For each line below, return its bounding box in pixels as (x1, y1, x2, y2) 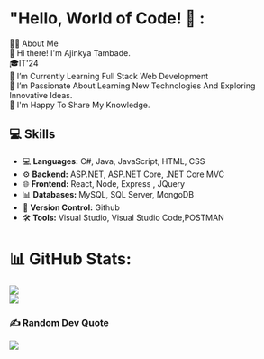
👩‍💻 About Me (9, 38, 59, 49)
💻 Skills (9, 126, 56, 143)
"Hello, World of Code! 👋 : (9, 8, 205, 29)
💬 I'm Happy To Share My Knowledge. (9, 99, 150, 110)
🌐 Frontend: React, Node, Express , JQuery (22, 178, 186, 189)
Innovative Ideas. (9, 89, 73, 100)
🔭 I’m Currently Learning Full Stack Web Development (9, 70, 209, 81)
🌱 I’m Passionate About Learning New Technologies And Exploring (9, 80, 256, 91)
